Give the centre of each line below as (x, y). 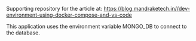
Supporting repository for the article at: (54, 9)
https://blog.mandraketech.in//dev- (147, 9)
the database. (23, 33)
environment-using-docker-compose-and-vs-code (69, 15)
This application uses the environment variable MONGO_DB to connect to (97, 26)
